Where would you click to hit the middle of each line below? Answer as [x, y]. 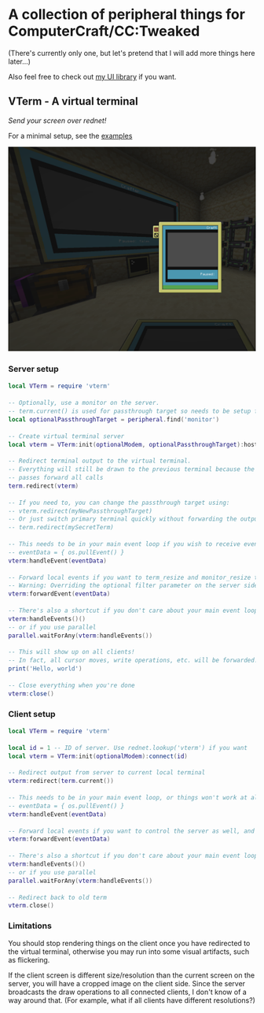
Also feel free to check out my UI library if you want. [92, 76]
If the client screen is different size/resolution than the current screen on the [132, 975]
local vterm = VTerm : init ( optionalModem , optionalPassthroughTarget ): [126, 444]
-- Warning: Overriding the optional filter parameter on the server [125, 586]
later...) [20, 61]
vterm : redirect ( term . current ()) [61, 781]
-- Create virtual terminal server [66, 436]
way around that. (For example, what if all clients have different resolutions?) [132, 1000]
